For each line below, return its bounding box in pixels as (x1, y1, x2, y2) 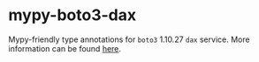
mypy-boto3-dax (8, 5, 137, 25)
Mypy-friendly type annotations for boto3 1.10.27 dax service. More (8, 34, 250, 45)
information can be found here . (8, 43, 121, 53)
